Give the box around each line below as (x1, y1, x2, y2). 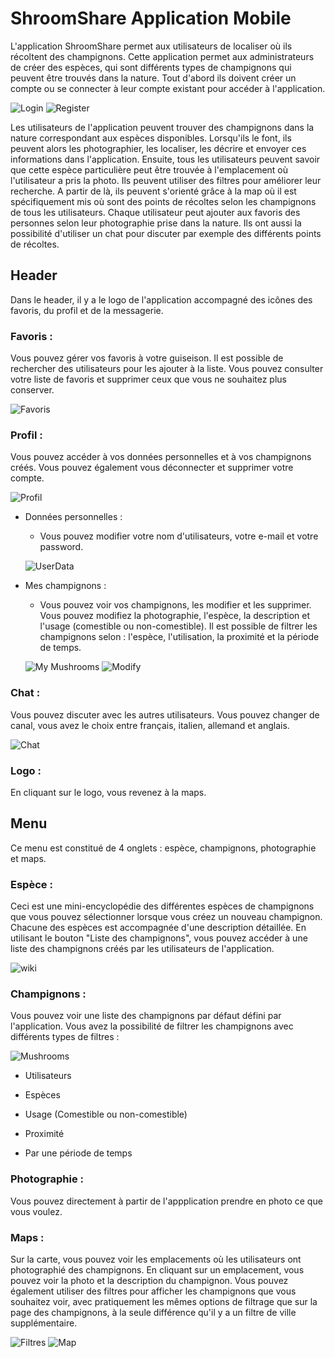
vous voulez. (10, 1205, 63, 1217)
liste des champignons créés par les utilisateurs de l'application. (10, 943, 275, 955)
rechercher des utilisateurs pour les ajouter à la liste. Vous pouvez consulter (10, 363, 324, 375)
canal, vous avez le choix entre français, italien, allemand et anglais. (10, 719, 290, 731)
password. (39, 541, 84, 553)
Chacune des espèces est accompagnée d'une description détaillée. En (10, 922, 307, 934)
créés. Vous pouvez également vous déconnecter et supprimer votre (10, 462, 294, 474)
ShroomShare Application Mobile (10, 7, 292, 30)
